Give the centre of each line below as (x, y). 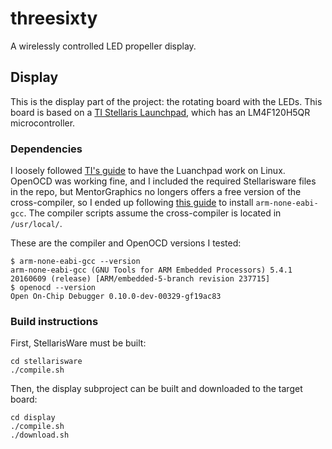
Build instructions (54, 321)
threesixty (54, 18)
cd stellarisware (46, 362)
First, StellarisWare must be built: (78, 343)
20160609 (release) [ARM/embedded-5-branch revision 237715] (140, 279)
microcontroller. (43, 123)
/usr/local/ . (36, 224)
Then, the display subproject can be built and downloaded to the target (156, 389)
